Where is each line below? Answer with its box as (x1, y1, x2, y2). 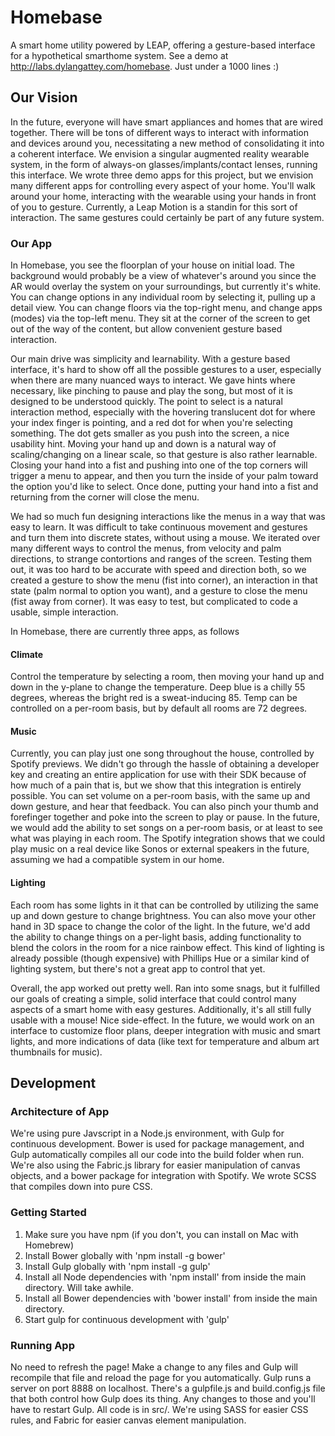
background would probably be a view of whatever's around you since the (10, 270, 317, 282)
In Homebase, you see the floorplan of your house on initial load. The (10, 259, 296, 271)
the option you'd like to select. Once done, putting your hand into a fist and (10, 481, 319, 493)
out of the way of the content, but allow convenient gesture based (10, 323, 283, 335)
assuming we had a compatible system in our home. (10, 854, 225, 866)
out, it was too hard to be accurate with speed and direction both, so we (10, 564, 307, 576)
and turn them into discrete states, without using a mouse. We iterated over (10, 532, 321, 544)
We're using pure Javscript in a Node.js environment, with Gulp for (10, 1127, 285, 1140)
